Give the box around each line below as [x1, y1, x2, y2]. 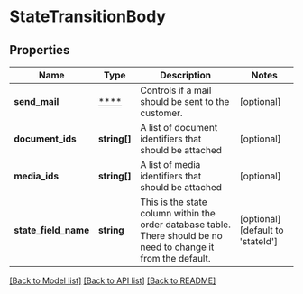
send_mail [14, 96, 60, 107]
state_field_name [14, 224, 90, 236]
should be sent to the [139, 96, 230, 107]
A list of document [139, 122, 218, 133]
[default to [239, 224, 284, 236]
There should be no [139, 230, 223, 242]
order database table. [139, 218, 232, 231]
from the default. [139, 253, 211, 264]
